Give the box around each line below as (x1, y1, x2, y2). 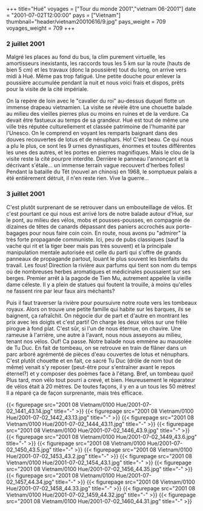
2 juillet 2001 (6, 39, 45, 48)
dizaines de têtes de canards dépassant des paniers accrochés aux (6, 222, 175, 230)
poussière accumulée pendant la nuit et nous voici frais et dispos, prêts (6, 79, 185, 87)
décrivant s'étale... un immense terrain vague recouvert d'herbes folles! (6, 162, 185, 169)
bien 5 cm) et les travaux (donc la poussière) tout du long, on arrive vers (6, 66, 187, 73)
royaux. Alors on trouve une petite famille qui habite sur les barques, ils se (6, 306, 191, 313)
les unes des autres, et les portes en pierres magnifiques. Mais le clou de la (6, 149, 195, 156)
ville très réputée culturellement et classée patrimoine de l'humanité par (6, 123, 186, 130)
